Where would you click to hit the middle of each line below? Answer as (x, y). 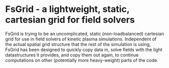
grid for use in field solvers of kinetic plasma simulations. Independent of (81, 39)
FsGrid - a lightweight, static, (67, 9)
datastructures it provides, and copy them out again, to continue (72, 55)
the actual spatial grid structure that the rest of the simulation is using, (78, 44)
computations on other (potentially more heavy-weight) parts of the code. (82, 60)
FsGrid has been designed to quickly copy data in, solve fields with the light (84, 49)
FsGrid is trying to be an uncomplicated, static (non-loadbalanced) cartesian (84, 33)
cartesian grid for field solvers (70, 20)
